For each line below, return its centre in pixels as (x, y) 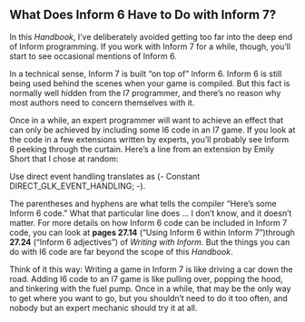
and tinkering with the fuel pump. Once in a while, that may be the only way (150, 288)
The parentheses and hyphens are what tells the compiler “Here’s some (143, 203)
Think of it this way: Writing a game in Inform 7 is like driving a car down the (151, 269)
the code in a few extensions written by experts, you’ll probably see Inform (149, 139)
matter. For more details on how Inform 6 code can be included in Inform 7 (148, 222)
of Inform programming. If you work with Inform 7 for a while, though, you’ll (150, 46)
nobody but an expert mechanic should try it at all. (103, 307)
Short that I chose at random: (64, 159)
